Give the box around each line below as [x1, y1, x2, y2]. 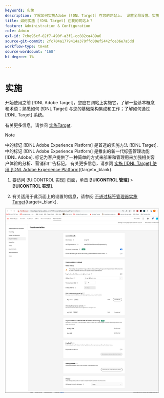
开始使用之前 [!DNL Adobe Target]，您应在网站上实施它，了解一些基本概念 [5, 100, 155, 106]
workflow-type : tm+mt [5, 44, 49, 49]
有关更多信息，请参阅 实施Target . [5, 122, 72, 128]
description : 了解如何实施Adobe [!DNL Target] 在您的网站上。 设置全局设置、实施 [5, 13, 160, 18]
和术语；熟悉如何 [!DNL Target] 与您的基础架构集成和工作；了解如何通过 [5, 106, 150, 112]
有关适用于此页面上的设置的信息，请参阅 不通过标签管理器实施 [12, 194, 138, 199]
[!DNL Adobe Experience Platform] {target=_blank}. [10, 167, 113, 173]
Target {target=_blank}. [12, 199, 58, 205]
